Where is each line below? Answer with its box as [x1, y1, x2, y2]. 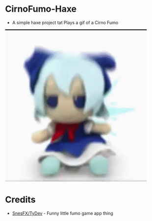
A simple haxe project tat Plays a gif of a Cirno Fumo [12, 20, 119, 25]
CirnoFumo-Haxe [5, 3, 77, 15]
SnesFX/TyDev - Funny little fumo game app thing [12, 210, 114, 216]
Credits [5, 194, 36, 205]
